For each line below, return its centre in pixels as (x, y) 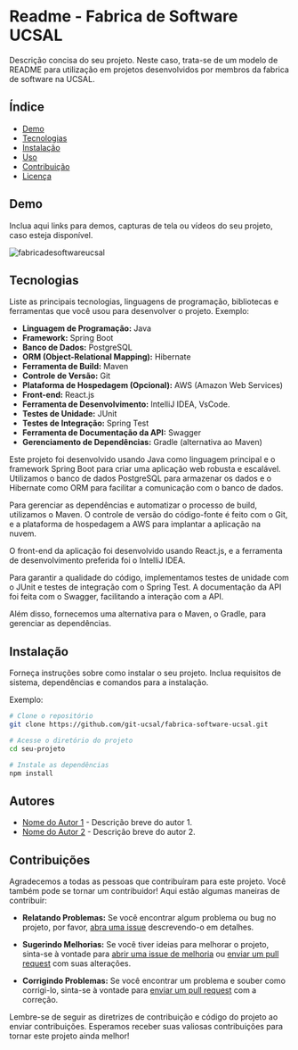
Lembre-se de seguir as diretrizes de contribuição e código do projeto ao (144, 1017)
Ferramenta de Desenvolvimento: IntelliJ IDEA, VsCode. (126, 404)
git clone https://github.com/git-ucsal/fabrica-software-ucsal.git (139, 724)
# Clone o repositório (51, 716)
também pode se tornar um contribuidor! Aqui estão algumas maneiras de (145, 891)
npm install (31, 773)
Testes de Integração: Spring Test (85, 423)
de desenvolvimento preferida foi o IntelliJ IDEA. (97, 560)
